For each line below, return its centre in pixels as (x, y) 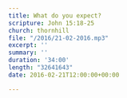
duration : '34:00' (39, 61)
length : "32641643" (41, 68)
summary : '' (28, 53)
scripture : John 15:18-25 (51, 23)
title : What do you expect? (55, 16)
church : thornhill (39, 30)
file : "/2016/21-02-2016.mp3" (59, 38)
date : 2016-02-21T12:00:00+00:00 (64, 75)
